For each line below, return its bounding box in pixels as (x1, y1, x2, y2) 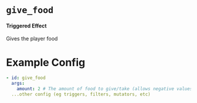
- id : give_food (6, 75, 46, 81)
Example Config (6, 56, 86, 69)
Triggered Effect (6, 22, 47, 29)
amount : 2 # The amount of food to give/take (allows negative (16, 86, 175, 92)
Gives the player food (6, 35, 58, 42)
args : (11, 81, 25, 87)
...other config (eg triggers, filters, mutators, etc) (11, 91, 151, 97)
